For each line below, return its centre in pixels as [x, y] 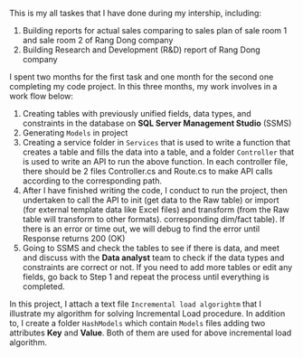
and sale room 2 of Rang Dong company [98, 40]
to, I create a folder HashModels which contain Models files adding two [137, 323]
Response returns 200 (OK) [74, 238]
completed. [43, 287]
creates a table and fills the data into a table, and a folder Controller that [158, 152]
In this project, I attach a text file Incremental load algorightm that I [136, 304]
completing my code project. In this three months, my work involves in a [143, 86]
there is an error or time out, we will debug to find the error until [141, 229]
